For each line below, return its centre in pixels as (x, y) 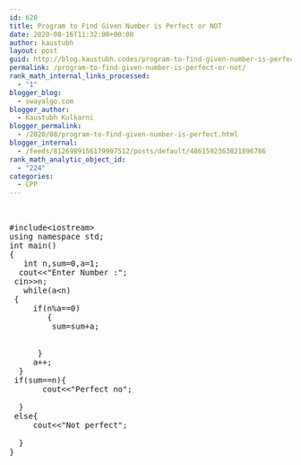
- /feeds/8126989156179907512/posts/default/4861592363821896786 (142, 151)
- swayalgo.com (46, 101)
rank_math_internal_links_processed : (80, 76)
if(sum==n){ (40, 381)
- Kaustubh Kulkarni (56, 118)
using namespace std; (57, 237)
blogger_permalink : (46, 127)
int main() (33, 246)
